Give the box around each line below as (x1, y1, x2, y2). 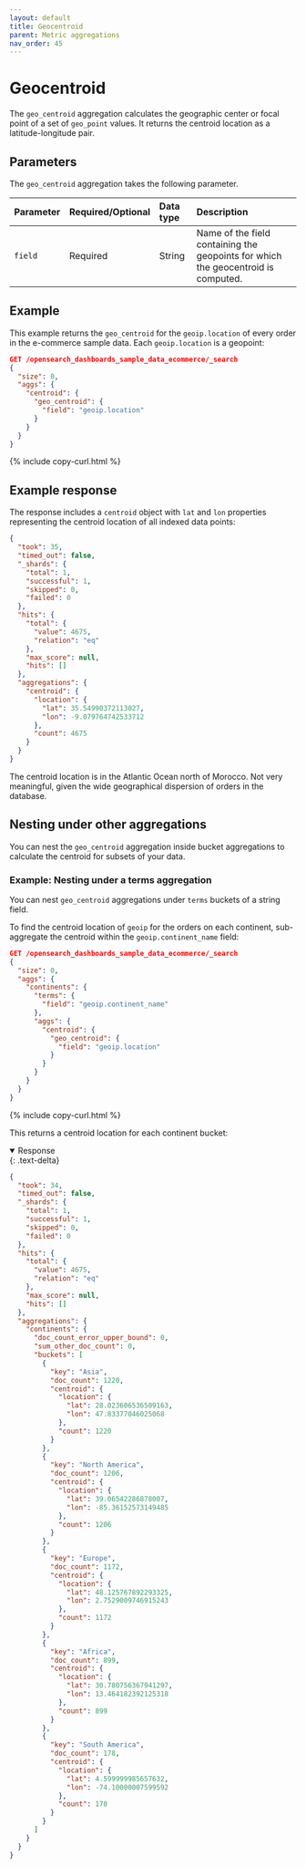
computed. (196, 273, 243, 285)
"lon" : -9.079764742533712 (42, 712, 145, 721)
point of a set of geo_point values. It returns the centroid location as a (9, 118, 270, 129)
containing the (196, 238, 258, 251)
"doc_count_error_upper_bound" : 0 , (33, 1334, 169, 1343)
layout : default (9, 13, 71, 23)
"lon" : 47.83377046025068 (66, 1410, 166, 1419)
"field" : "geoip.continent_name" (42, 1000, 169, 1009)
